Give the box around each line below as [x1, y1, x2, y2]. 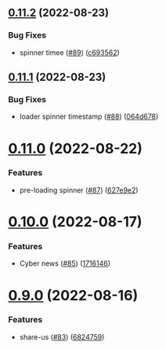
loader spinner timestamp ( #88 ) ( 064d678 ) [19, 112, 159, 121]
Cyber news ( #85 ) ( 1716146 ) [19, 259, 111, 268]
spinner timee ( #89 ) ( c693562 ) [19, 47, 120, 57]
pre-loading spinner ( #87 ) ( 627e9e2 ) [19, 185, 139, 195]
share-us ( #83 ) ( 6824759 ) [19, 332, 105, 341]
